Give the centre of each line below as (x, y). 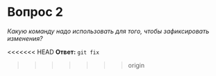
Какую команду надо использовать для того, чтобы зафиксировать (108, 31)
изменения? (25, 38)
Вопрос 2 (35, 12)
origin (136, 65)
